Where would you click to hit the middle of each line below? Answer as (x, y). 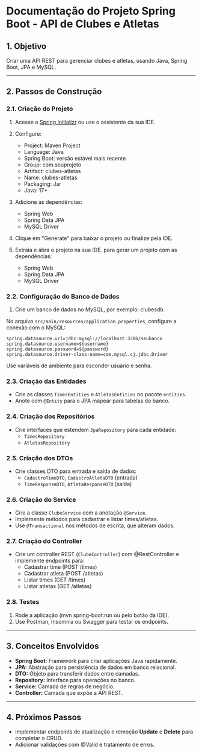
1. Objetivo (26, 46)
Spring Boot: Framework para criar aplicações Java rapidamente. (96, 661)
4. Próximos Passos (44, 717)
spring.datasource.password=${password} (58, 349)
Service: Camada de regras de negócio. (65, 686)
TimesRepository (44, 436)
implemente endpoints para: (50, 561)
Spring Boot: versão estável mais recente (75, 158)
